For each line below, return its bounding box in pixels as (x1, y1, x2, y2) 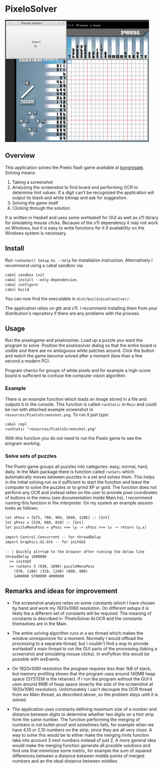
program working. (5, 440, 41, 446)
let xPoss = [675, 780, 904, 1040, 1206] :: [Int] (5, 515, 110, 520)
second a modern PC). (5, 358, 50, 364)
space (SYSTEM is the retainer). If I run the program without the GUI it (12, 676, 152, 682)
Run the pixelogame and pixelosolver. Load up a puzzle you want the (5, 337, 143, 343)
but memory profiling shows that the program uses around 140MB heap (12, 670, 156, 677)
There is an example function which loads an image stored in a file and (5, 396, 147, 402)
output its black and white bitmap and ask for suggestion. (12, 194, 127, 201)
